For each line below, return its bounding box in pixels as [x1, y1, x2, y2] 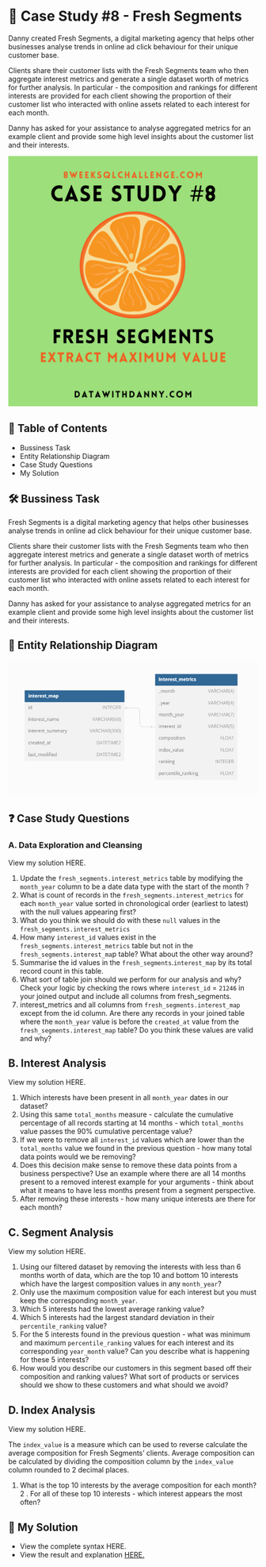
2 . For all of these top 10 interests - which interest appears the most [19, 1489, 243, 1499]
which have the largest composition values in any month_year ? [19, 1279, 222, 1289]
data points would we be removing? [19, 1152, 136, 1162]
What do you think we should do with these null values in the [19, 915, 221, 924]
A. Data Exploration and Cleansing [8, 839, 142, 851]
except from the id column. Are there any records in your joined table [19, 1008, 245, 1017]
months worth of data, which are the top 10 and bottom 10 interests [19, 1271, 239, 1280]
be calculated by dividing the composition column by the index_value [8, 1457, 234, 1466]
